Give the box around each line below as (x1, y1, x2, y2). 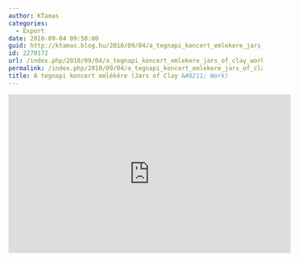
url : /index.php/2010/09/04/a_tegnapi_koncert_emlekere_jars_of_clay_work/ (8, 57, 268, 65)
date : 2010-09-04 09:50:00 (8, 34, 99, 43)
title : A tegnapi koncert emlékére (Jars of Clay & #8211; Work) (8, 72, 229, 80)
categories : (8, 19, 48, 27)
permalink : (8, 64, 45, 72)
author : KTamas (8, 11, 60, 20)
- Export (15, 27, 45, 35)
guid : (8, 42, 27, 50)
